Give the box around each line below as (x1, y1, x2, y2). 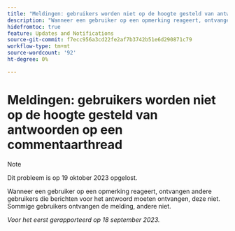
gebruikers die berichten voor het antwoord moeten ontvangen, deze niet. (7, 194, 220, 203)
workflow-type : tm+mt (7, 43, 71, 50)
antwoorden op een (7, 122, 123, 137)
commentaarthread (7, 136, 123, 153)
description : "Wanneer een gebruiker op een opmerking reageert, (7, 17, 201, 24)
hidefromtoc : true (7, 23, 61, 30)
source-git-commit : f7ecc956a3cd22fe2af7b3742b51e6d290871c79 (7, 36, 192, 43)
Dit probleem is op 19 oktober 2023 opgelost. (7, 173, 138, 182)
